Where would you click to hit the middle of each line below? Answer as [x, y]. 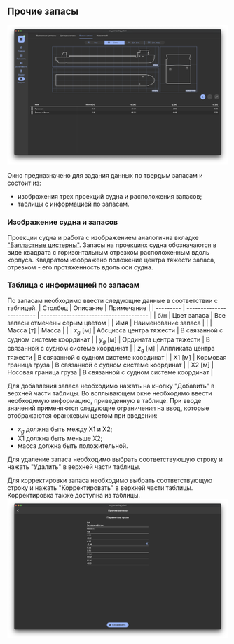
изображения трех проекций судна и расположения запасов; [110, 197]
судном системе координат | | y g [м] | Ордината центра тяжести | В [109, 340]
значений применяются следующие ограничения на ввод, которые [108, 408]
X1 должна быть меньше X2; [60, 439]
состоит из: [25, 183]
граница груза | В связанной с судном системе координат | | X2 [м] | [111, 365]
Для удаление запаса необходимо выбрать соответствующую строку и [115, 460]
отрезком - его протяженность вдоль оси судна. [80, 267]
